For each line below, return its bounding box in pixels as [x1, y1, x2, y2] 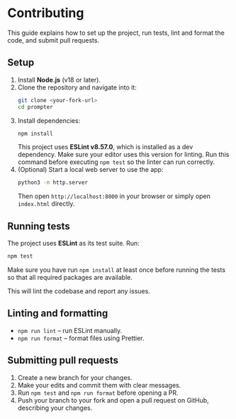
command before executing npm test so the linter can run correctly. [17, 158, 215, 166]
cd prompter [17, 103, 53, 111]
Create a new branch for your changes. [17, 373, 133, 381]
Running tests [7, 220, 71, 232]
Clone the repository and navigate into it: [17, 83, 137, 92]
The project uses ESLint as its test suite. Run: [7, 239, 140, 248]
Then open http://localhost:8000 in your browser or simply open [17, 192, 211, 200]
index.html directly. [17, 200, 75, 208]
